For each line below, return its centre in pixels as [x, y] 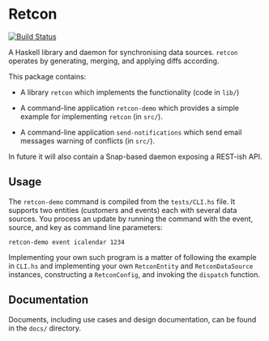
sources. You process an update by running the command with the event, [131, 219]
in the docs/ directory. [45, 328]
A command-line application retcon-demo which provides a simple [130, 108]
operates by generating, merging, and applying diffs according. [114, 61]
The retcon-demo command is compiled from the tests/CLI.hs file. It [122, 201]
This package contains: [47, 76]
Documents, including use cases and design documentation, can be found [132, 319]
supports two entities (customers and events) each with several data [123, 210]
